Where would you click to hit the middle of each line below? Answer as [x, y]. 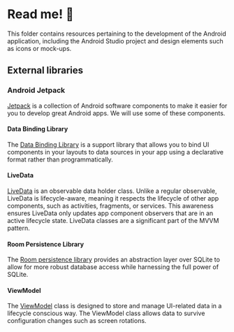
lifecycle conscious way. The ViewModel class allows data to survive [106, 313]
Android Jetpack [36, 90]
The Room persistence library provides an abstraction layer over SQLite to [114, 260]
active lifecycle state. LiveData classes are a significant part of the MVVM [113, 221]
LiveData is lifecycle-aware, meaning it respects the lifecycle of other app [113, 199]
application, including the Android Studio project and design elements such [115, 41]
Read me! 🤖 [41, 14]
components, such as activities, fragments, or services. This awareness [111, 206]
